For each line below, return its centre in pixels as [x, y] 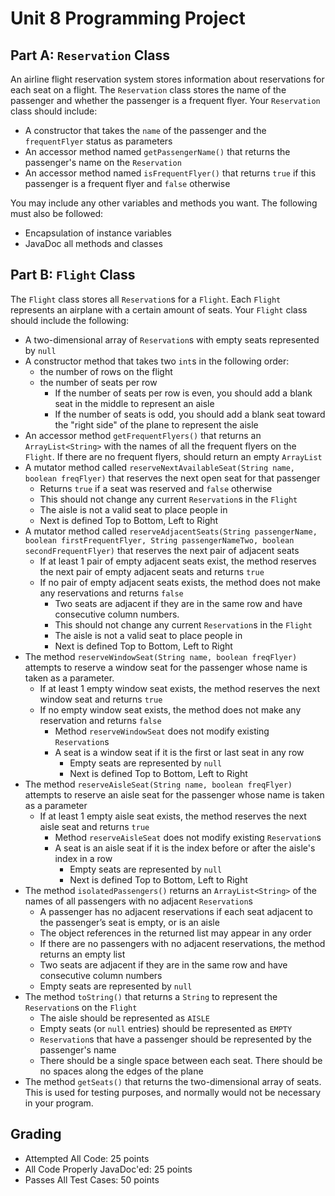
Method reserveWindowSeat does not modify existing [162, 731]
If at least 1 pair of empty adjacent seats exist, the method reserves [178, 561]
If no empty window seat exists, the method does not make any [170, 709]
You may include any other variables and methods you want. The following [164, 203]
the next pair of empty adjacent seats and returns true [152, 571]
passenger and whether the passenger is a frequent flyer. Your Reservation [165, 100]
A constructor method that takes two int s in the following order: [157, 361]
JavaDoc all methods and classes [93, 243]
